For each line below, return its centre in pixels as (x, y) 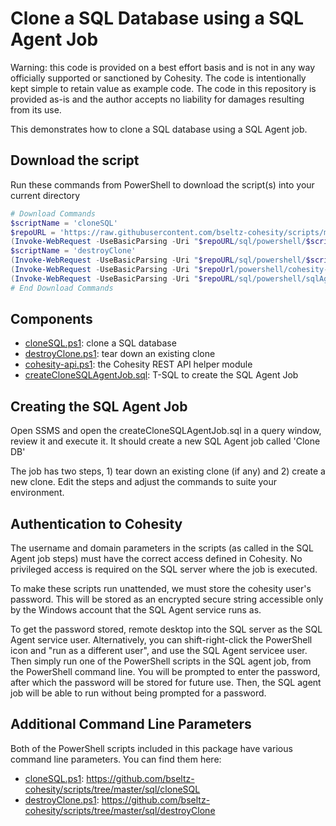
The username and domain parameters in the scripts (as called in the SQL (162, 548)
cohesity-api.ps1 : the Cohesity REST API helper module (138, 364)
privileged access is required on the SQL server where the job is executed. (164, 569)
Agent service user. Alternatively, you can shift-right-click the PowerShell (161, 640)
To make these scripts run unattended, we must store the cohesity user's (161, 589)
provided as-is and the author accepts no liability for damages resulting (157, 99)
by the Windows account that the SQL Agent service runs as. (136, 610)
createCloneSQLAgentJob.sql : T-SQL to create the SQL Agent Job (161, 375)
